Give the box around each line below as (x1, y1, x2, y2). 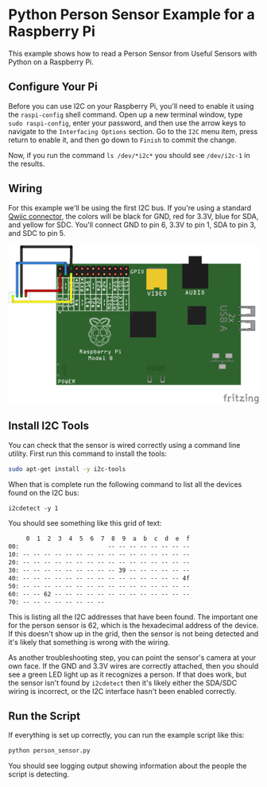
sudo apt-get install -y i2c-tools (8, 465, 126, 473)
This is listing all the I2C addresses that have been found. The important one (8, 611, 258, 621)
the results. (8, 159, 45, 168)
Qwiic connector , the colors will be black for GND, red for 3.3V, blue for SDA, (8, 211, 259, 221)
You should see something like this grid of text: (8, 518, 162, 527)
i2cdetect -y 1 (8, 504, 59, 512)
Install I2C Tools (8, 419, 90, 433)
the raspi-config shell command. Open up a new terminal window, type (8, 110, 243, 119)
